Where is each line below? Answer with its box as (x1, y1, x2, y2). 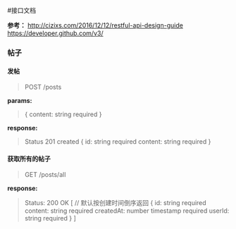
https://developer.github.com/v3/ (7, 29, 104, 37)
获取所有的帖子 (7, 154, 51, 163)
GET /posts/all (24, 171, 66, 179)
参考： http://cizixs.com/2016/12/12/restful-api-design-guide (7, 21, 183, 30)
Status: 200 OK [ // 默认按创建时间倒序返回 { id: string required (24, 199, 206, 207)
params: (7, 97, 33, 105)
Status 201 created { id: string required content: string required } (24, 137, 211, 146)
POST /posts (24, 83, 62, 92)
